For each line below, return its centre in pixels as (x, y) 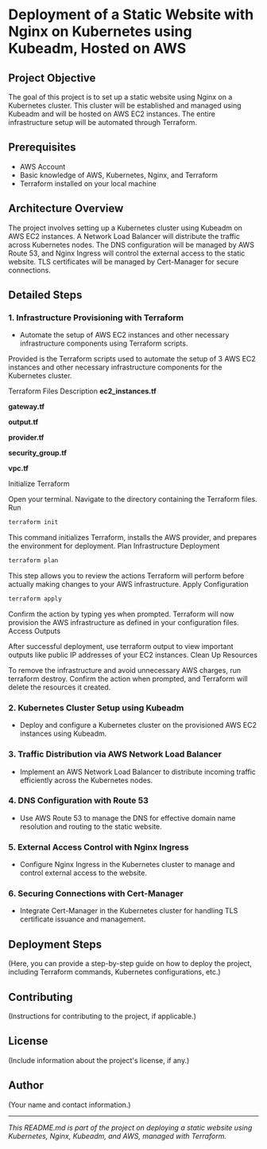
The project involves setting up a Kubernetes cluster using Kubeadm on (125, 228)
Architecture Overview (66, 209)
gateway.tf (27, 407)
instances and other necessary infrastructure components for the (115, 367)
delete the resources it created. (60, 687)
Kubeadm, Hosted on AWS (97, 49)
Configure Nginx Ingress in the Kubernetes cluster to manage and (127, 865)
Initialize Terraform (39, 484)
